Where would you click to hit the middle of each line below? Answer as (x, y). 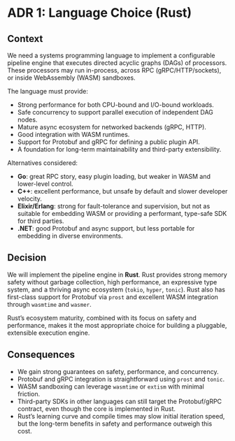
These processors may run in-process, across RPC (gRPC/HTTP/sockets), (114, 70)
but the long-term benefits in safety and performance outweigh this (115, 424)
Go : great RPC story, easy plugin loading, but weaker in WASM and (114, 176)
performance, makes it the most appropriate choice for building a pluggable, (117, 325)
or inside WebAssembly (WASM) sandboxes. (71, 78)
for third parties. (41, 221)
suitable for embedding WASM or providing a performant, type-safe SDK (122, 214)
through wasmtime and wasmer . (50, 304)
